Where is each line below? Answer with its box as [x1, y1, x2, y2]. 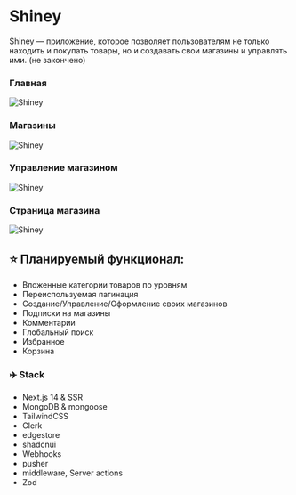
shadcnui [21, 439, 56, 450]
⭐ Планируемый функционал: [9, 251, 185, 266]
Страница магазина [9, 204, 100, 216]
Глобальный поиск [21, 327, 94, 337]
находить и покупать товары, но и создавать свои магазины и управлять [9, 45, 288, 55]
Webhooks [21, 449, 62, 459]
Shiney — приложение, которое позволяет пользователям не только [9, 36, 270, 46]
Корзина [21, 345, 55, 356]
